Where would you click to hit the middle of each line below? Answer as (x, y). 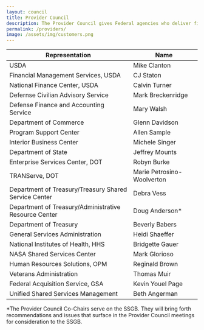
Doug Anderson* (158, 211)
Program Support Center (45, 133)
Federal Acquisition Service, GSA (56, 284)
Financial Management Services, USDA (65, 75)
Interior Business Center (44, 142)
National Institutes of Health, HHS (57, 244)
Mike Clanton (152, 66)
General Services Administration (56, 234)
